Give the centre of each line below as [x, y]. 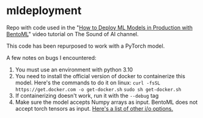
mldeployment [44, 11]
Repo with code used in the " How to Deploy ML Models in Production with [99, 28]
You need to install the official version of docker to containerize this [100, 76]
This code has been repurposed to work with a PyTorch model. [86, 46]
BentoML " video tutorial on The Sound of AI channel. [72, 34]
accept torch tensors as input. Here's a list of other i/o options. [94, 108]
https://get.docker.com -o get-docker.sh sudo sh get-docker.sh [98, 89]
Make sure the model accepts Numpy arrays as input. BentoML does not [106, 102]
